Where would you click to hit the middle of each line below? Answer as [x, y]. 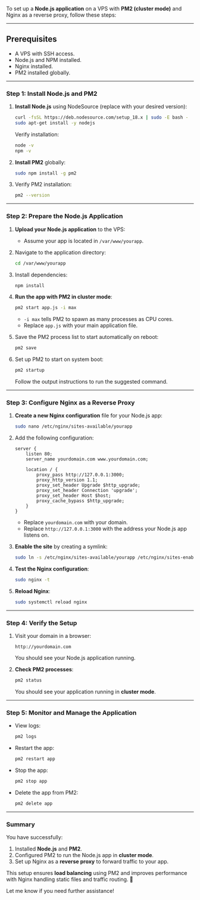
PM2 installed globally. [42, 72]
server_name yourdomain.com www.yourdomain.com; [87, 459]
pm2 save [26, 348]
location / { [42, 470]
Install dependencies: [41, 275]
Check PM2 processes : [44, 669]
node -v [24, 145]
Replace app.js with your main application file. [81, 326]
